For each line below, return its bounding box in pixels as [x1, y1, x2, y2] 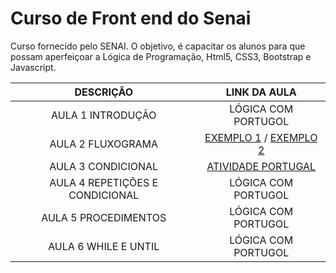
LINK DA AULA [225, 85, 297, 99]
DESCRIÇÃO [74, 85, 134, 99]
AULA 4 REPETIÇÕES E [49, 175, 159, 189]
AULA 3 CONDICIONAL [49, 159, 159, 173]
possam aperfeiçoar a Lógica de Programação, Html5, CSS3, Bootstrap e [10, 50, 312, 62]
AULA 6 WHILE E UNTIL [48, 239, 160, 253]
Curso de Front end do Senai [10, 7, 252, 30]
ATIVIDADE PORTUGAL [206, 159, 317, 173]
